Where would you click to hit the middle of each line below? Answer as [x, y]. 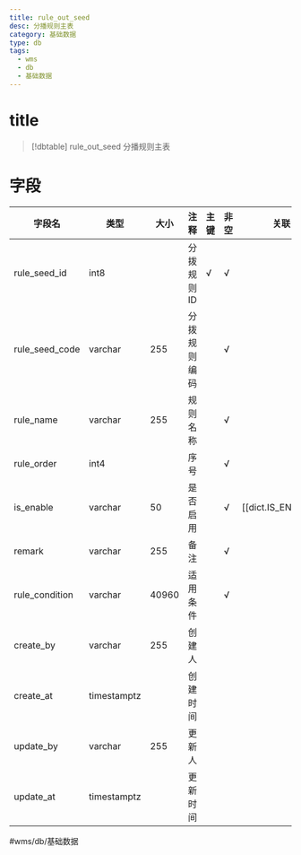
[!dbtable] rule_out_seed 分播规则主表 [100, 146]
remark [29, 551]
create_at [34, 695]
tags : [19, 51]
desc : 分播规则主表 [42, 26]
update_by [36, 746]
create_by [35, 645]
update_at [34, 797]
